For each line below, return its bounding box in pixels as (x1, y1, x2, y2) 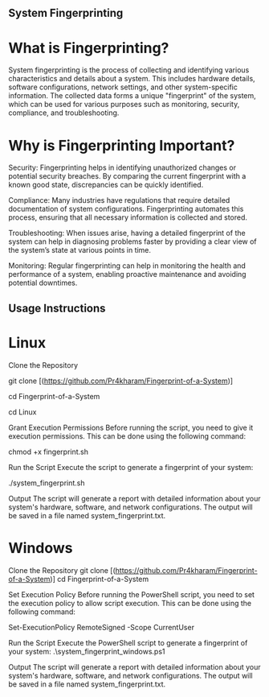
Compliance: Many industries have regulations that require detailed (8, 196, 230, 205)
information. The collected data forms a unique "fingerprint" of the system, (8, 91, 257, 101)
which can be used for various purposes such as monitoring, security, (8, 100, 240, 109)
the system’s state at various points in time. (8, 245, 151, 255)
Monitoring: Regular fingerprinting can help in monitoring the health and (8, 261, 247, 270)
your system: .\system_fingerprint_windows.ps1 (8, 646, 165, 656)
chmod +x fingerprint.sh (8, 447, 88, 456)
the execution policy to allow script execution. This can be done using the (8, 598, 251, 608)
